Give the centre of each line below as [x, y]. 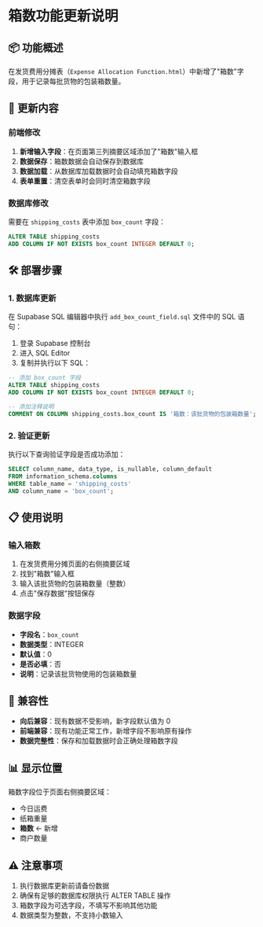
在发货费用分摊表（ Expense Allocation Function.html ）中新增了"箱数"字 [126, 71]
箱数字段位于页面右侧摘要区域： [60, 792]
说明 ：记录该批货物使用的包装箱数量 [78, 674]
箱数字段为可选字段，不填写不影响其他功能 [88, 906]
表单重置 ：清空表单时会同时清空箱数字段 [85, 181]
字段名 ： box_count [49, 635]
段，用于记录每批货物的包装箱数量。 [67, 81]
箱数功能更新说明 [64, 16]
